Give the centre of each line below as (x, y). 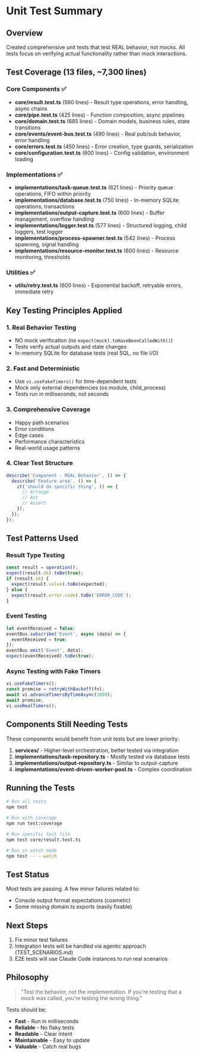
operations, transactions (45, 206)
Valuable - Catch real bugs (48, 1046)
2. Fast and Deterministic (43, 368)
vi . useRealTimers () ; (32, 706)
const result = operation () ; (42, 568)
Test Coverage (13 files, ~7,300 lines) (76, 72)
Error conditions (34, 429)
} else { (17, 590)
